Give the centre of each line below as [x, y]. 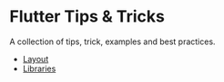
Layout [36, 59]
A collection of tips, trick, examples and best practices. [112, 41]
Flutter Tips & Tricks [87, 17]
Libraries [39, 68]
